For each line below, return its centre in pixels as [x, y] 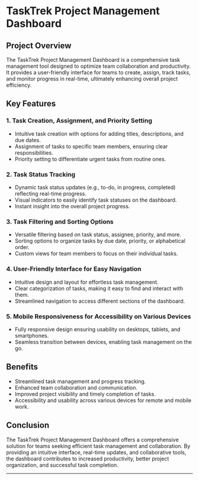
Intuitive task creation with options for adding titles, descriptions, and [99, 134]
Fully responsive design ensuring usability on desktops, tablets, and [97, 329]
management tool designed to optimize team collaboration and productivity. [99, 66]
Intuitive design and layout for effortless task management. [86, 282]
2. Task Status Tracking [41, 174]
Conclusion [28, 426]
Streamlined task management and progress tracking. [80, 381]
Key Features [31, 104]
